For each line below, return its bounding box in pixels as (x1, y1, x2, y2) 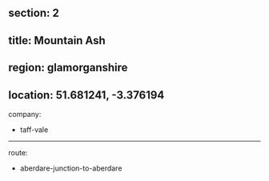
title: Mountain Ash (8, 34, 106, 47)
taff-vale (19, 124, 49, 135)
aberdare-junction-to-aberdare (19, 163, 122, 173)
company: (8, 109, 42, 119)
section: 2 (8, 6, 60, 20)
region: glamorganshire (8, 61, 128, 74)
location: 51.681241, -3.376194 (8, 88, 165, 102)
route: (8, 147, 28, 157)
